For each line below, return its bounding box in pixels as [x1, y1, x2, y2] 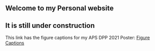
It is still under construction [5, 21, 95, 30]
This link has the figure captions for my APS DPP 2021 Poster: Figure [5, 35, 150, 41]
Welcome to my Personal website [5, 4, 114, 13]
